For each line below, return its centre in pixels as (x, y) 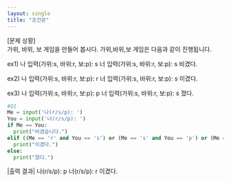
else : (15, 151)
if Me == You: (27, 125)
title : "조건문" (28, 20)
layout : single (29, 13)
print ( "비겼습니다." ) (41, 132)
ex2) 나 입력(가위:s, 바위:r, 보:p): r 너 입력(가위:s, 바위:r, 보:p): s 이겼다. (102, 78)
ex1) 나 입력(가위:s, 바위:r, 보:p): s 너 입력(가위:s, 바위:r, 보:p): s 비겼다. (102, 63)
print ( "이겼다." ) (36, 144)
